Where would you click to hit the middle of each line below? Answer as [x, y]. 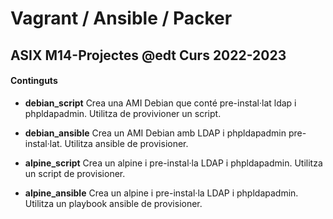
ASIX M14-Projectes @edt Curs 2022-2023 [148, 55]
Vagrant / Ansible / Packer [121, 18]
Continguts [34, 81]
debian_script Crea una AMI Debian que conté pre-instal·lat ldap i [160, 103]
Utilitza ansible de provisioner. [126, 143]
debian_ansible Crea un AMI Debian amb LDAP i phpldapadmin [155, 133]
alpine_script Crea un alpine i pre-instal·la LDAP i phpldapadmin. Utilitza [173, 163]
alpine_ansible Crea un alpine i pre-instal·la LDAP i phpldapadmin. [161, 193]
